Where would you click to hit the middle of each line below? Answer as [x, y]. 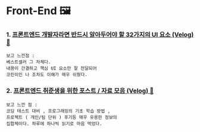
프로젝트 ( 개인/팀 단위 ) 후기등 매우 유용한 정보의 [62, 117]
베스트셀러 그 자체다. [29, 62]
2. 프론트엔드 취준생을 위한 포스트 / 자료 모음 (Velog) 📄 [80, 91]
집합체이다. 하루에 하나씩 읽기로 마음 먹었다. [54, 124]
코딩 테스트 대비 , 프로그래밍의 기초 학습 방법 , [58, 111]
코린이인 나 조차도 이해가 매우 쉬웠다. [47, 75]
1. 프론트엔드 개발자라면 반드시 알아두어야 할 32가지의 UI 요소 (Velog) [100, 34]
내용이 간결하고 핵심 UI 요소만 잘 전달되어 [51, 68]
